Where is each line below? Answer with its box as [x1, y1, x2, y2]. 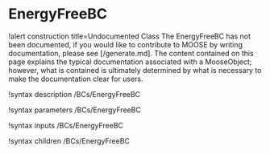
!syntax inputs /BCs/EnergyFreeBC [8, 120, 123, 130]
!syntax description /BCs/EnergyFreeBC [8, 89, 141, 99]
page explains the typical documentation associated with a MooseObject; [8, 57, 252, 67]
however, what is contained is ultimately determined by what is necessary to [8, 65, 262, 75]
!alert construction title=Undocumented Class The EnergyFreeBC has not [8, 31, 251, 41]
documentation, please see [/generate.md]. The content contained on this [8, 48, 254, 58]
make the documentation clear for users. [8, 74, 143, 83]
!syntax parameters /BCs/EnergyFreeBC [8, 105, 141, 115]
